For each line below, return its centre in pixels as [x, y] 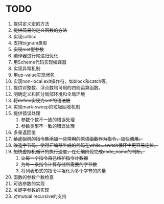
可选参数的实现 [29, 183]
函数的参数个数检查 [33, 177]
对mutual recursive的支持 [40, 196]
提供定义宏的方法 [31, 24]
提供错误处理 [27, 113]
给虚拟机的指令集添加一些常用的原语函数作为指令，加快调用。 [78, 139]
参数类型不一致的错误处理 [48, 126]
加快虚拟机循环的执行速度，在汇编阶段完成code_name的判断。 [79, 151]
